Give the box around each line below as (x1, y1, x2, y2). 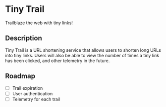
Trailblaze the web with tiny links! (5, 20, 73, 26)
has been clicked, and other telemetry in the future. (5, 58, 110, 64)
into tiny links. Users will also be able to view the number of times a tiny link (5, 52, 160, 58)
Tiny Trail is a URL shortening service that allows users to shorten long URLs (5, 47, 161, 53)
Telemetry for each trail (12, 96, 60, 102)
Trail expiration (12, 85, 43, 91)
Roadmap (5, 72, 36, 80)
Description (5, 34, 42, 42)
